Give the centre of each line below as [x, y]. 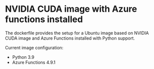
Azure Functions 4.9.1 [34, 62]
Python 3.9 [23, 57]
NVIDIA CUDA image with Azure [71, 9]
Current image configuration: [34, 47]
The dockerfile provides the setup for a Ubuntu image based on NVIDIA [77, 33]
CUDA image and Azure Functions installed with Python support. [70, 38]
